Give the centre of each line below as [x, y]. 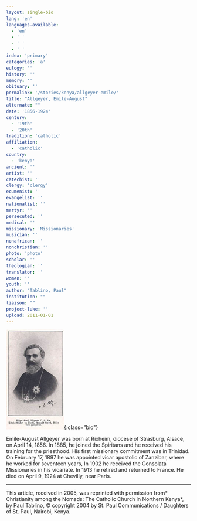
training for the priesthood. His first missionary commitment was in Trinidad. [98, 451]
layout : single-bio [30, 12]
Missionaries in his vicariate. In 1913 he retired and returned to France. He [95, 469]
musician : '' [22, 235]
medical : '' [21, 223]
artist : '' [19, 173]
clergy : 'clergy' [27, 185]
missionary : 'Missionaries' [40, 229]
